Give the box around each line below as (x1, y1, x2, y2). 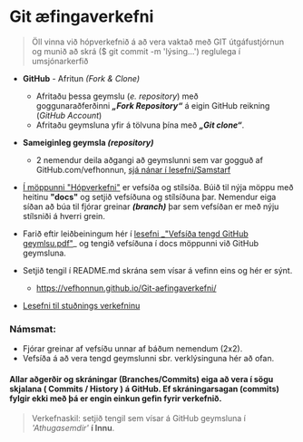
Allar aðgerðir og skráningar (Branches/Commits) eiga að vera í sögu (9, 373, 274, 384)
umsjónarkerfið (31, 55, 89, 66)
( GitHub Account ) (35, 110, 103, 120)
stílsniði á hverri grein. (22, 210, 106, 221)
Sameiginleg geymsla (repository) (22, 137, 154, 148)
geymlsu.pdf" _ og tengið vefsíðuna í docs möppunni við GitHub (22, 237, 259, 248)
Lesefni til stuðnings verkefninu (22, 300, 141, 311)
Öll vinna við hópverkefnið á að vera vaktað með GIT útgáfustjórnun (31, 36, 284, 47)
